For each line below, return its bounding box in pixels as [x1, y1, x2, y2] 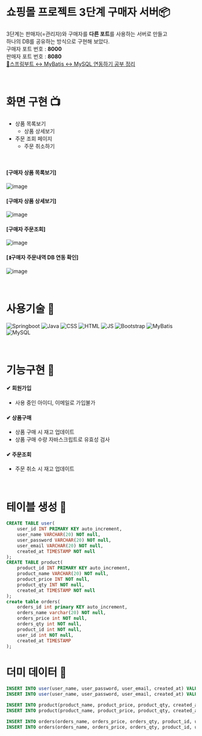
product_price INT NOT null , [17, 576, 90, 583]
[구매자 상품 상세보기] [6, 197, 57, 204]
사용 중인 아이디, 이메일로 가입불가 [14, 399, 96, 406]
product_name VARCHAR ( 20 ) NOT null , [17, 571, 109, 577]
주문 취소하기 [23, 142, 55, 150]
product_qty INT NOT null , [17, 582, 85, 588]
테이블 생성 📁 [6, 500, 67, 514]
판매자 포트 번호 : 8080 [6, 52, 62, 60]
